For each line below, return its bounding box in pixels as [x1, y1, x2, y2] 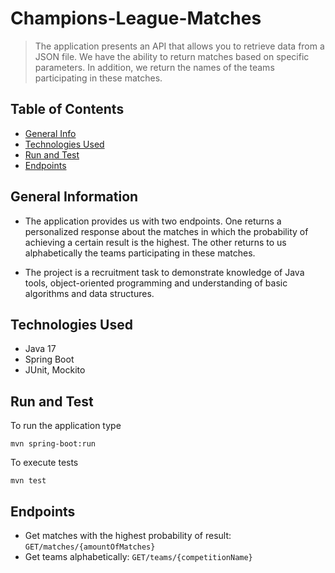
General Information [10, 188, 139, 206]
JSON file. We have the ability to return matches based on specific [34, 50, 310, 62]
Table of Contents [10, 101, 125, 118]
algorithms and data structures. [24, 287, 155, 299]
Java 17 [24, 343, 57, 355]
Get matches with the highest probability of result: [24, 530, 232, 541]
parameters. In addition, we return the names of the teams [34, 61, 275, 73]
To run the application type [10, 420, 122, 432]
